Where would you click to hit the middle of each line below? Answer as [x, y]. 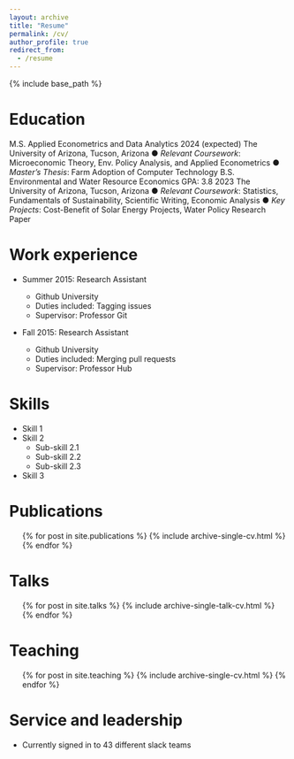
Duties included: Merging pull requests [106, 358]
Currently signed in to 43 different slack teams [106, 745]
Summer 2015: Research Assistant [84, 279]
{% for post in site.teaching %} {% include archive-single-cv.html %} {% [154, 675]
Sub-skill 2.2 [58, 456]
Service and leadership [96, 720]
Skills [30, 404]
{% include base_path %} [56, 84]
